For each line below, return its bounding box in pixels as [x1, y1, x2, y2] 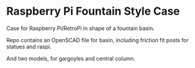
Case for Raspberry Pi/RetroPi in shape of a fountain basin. [6, 25, 155, 32]
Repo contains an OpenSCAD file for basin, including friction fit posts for [6, 36, 189, 43]
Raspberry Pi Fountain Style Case [6, 4, 180, 18]
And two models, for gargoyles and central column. [6, 55, 136, 62]
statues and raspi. [6, 43, 52, 50]
